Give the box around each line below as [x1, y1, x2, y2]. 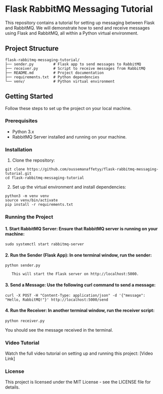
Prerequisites [5, 117, 38, 124]
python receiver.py [5, 318, 45, 323]
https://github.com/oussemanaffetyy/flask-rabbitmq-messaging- [26, 167, 159, 172]
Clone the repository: [12, 157, 55, 163]
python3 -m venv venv [5, 194, 49, 198]
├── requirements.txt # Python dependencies [5, 75, 99, 80]
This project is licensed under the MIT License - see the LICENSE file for [5, 379, 151, 385]
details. [5, 384, 20, 390]
